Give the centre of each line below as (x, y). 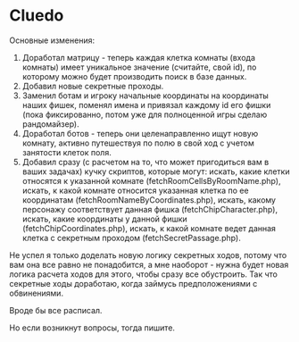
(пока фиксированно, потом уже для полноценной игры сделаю (145, 114)
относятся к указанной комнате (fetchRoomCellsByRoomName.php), (151, 180)
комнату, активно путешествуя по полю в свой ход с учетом (138, 143)
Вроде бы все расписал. (56, 310)
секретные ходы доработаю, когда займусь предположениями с (133, 283)
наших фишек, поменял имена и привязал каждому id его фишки (146, 104)
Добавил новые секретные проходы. (93, 86)
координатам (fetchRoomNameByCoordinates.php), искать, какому (149, 200)
